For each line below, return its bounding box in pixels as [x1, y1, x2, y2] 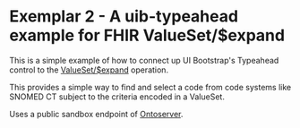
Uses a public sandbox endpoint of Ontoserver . [9, 108, 184, 119]
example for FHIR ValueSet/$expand [9, 25, 285, 46]
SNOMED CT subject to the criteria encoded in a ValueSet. [9, 91, 226, 102]
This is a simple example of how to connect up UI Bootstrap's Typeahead [9, 55, 279, 65]
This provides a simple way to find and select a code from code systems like [9, 81, 292, 92]
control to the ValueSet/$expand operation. [9, 64, 168, 75]
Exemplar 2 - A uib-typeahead [9, 6, 239, 27]
